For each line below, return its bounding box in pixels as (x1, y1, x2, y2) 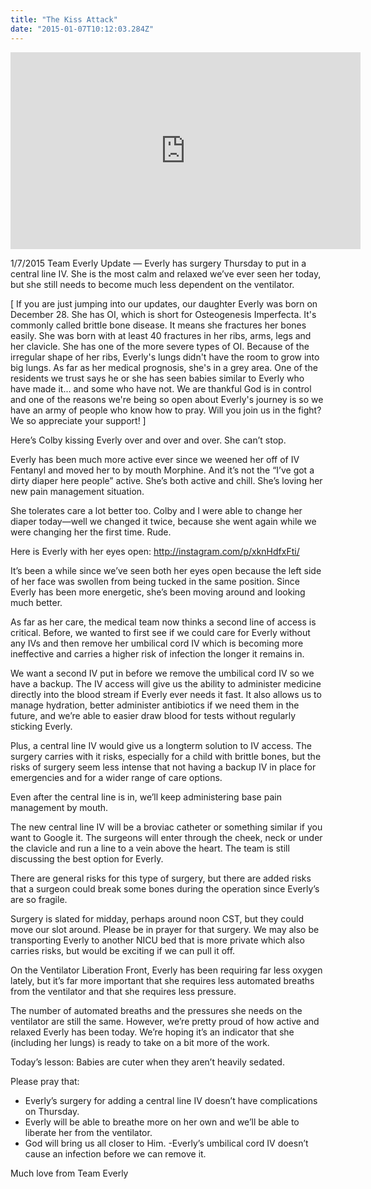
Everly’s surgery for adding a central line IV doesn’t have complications (24, 1094, 318, 1106)
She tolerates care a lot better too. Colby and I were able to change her (10, 504, 303, 516)
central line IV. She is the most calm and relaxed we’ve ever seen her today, (10, 267, 322, 280)
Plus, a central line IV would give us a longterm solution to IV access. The (10, 739, 312, 751)
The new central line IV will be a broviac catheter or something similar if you (10, 821, 323, 833)
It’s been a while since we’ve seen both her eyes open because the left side (10, 564, 322, 576)
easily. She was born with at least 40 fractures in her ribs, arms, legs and (10, 329, 312, 341)
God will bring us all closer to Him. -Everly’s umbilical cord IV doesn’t (24, 1137, 309, 1149)
